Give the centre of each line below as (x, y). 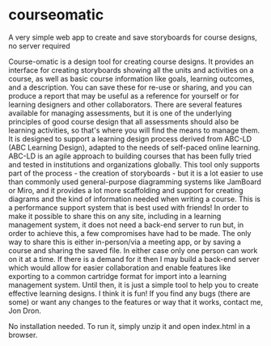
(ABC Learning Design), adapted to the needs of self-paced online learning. (134, 147)
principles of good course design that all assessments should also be (124, 121)
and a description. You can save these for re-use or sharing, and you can (130, 87)
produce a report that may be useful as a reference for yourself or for (124, 95)
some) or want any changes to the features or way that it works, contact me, (136, 302)
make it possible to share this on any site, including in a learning (115, 216)
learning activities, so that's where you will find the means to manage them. (134, 130)
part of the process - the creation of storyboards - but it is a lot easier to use (136, 173)
